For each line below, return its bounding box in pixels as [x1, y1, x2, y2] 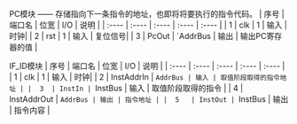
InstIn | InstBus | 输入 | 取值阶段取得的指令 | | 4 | [59, 83, 244, 93]
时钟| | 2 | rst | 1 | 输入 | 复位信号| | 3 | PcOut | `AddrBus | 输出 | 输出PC [9, 31, 267, 41]
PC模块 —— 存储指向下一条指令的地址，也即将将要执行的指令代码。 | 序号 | [9, 9, 285, 19]
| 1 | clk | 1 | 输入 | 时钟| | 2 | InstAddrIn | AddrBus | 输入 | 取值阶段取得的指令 [9, 72, 281, 82]
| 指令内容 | [9, 105, 51, 115]
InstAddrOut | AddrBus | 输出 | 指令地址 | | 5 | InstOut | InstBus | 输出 [9, 94, 289, 105]
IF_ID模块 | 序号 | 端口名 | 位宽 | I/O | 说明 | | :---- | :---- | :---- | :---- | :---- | [9, 61, 285, 71]
